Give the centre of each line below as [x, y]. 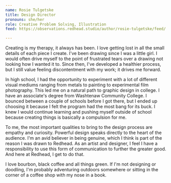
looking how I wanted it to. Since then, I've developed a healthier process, [83, 64]
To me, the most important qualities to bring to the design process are [79, 127]
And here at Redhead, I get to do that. [45, 154]
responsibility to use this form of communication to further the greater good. [86, 149]
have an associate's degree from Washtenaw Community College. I [76, 96]
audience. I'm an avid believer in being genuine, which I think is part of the [84, 138]
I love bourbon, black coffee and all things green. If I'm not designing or [81, 164]
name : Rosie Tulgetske [29, 10]
